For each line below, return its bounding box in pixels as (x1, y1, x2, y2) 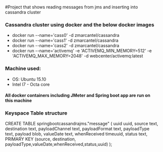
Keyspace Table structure (5, 110, 68, 117)
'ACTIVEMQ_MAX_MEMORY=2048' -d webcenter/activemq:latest (12, 53, 144, 59)
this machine (5, 98, 32, 103)
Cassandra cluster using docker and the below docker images (5, 21, 155, 28)
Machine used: (5, 65, 41, 72)
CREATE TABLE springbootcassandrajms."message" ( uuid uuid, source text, (5, 121, 159, 127)
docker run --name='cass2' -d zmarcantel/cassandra (12, 43, 120, 49)
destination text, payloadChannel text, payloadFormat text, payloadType (5, 126, 150, 132)
